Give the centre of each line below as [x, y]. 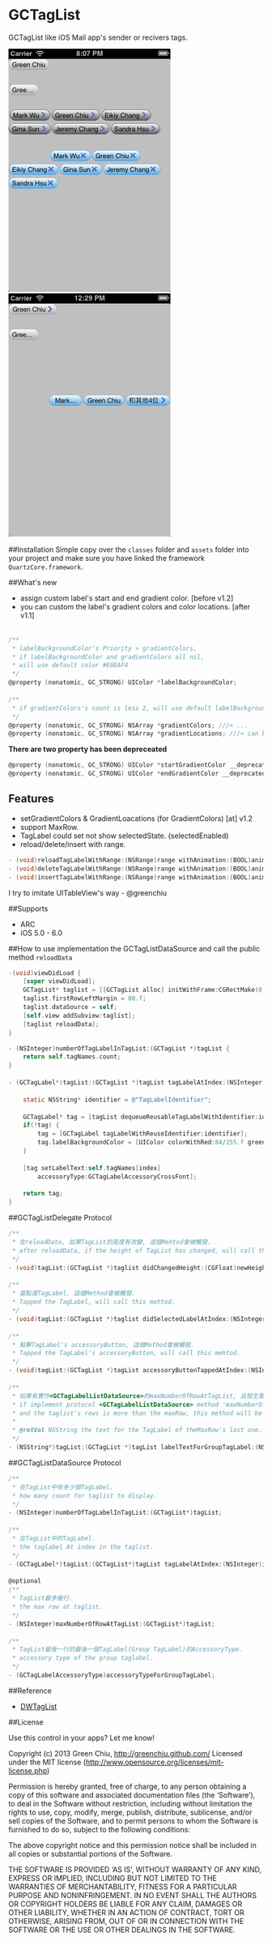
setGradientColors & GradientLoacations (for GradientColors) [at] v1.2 [136, 818]
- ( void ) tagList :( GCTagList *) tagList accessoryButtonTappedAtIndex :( [130, 1370]
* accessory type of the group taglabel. [83, 1658]
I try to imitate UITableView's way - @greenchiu [88, 892]
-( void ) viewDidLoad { [45, 973]
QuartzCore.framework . [46, 566]
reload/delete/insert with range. [73, 844]
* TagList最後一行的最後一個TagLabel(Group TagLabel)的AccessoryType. [127, 1650]
